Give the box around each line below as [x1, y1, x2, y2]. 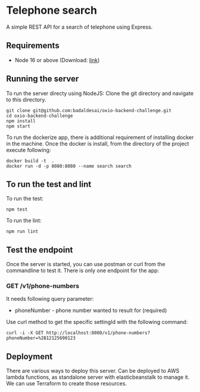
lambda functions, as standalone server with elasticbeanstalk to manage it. [6, 374, 190, 381]
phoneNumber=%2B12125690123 [6, 335, 76, 341]
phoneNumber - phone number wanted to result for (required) [14, 307, 167, 314]
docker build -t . [6, 158, 55, 164]
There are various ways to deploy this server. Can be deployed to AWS [6, 368, 180, 375]
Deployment [6, 351, 53, 362]
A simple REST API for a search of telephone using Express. [6, 23, 153, 30]
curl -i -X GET [6, 330, 44, 336]
